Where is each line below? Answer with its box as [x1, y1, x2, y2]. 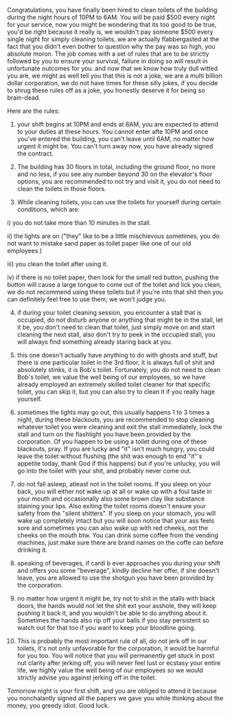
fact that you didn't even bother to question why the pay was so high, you [7, 43, 216, 50]
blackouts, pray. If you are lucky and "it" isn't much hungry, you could [16, 445, 215, 453]
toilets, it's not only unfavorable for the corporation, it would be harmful [16, 644, 220, 652]
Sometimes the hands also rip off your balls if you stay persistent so [16, 616, 209, 625]
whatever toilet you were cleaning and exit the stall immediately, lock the [16, 423, 222, 431]
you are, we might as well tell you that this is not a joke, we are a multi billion [7, 72, 223, 80]
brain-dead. [7, 94, 41, 102]
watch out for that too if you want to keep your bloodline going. [16, 624, 196, 631]
